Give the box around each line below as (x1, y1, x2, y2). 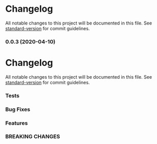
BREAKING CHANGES (5, 133, 60, 140)
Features (5, 119, 28, 127)
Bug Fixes (5, 106, 31, 113)
